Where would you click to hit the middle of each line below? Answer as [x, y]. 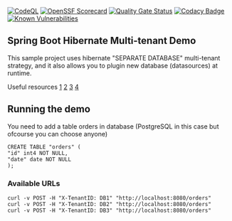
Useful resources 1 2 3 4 [43, 87]
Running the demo [49, 109]
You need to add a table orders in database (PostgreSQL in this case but [113, 126]
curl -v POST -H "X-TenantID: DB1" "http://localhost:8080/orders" [110, 198]
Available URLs [34, 183]
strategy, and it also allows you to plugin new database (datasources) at [113, 65]
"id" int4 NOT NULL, [38, 153]
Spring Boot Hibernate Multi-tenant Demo [102, 41]
